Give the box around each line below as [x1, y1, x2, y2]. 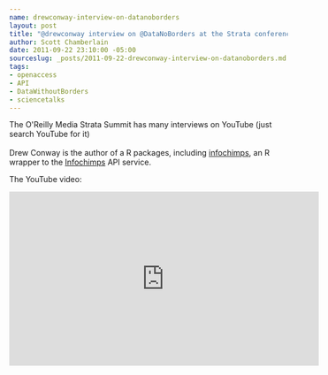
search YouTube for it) [9, 129, 90, 140]
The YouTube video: [9, 174, 82, 185]
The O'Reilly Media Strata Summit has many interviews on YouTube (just [9, 119, 272, 130]
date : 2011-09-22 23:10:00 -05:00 [9, 46, 137, 55]
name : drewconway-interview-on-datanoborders [9, 12, 179, 22]
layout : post [9, 21, 57, 30]
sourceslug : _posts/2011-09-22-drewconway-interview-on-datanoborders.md [9, 54, 287, 63]
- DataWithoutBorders [9, 87, 89, 96]
